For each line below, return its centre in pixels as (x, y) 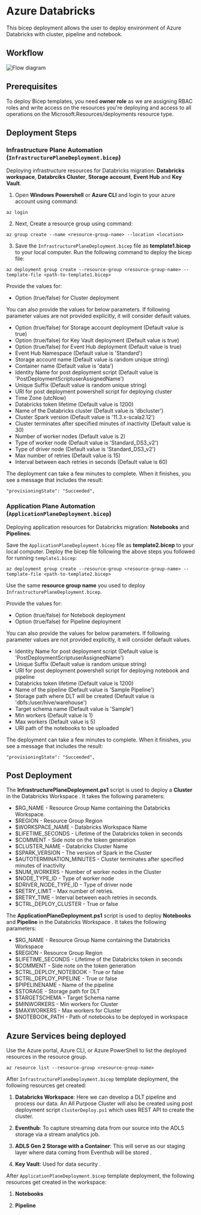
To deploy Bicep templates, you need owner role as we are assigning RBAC (100, 101)
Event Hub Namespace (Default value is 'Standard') (79, 353)
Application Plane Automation (51, 506)
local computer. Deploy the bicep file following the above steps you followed (100, 551)
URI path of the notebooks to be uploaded (67, 728)
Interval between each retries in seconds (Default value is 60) (91, 462)
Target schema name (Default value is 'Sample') (74, 708)
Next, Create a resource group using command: (74, 223)
